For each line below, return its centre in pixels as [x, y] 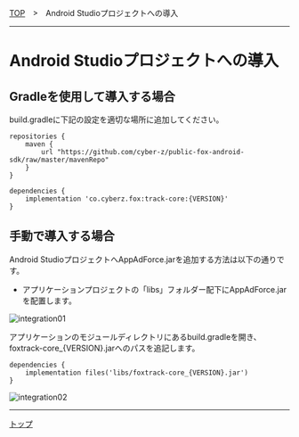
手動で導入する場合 [62, 236]
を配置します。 [49, 301]
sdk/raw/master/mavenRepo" [59, 160]
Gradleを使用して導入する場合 [93, 96]
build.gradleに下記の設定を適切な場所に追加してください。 [117, 120]
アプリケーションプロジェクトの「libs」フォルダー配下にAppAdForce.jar [154, 289]
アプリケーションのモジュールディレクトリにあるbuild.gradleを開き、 [135, 336]
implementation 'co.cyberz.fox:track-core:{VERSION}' [127, 199]
